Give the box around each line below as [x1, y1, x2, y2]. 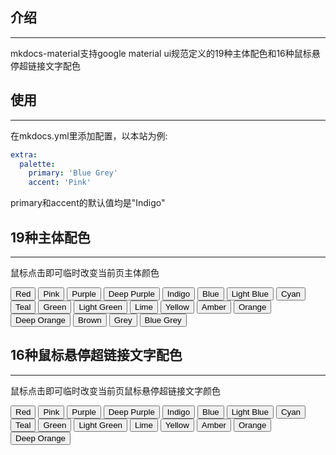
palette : [19, 159, 56, 169]
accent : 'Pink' [28, 178, 92, 188]
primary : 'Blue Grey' [28, 168, 118, 178]
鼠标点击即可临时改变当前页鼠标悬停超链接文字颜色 [10, 384, 221, 397]
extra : [10, 149, 38, 160]
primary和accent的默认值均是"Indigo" [10, 197, 166, 209]
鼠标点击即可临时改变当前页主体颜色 [10, 266, 160, 278]
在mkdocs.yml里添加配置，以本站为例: [10, 129, 168, 142]
